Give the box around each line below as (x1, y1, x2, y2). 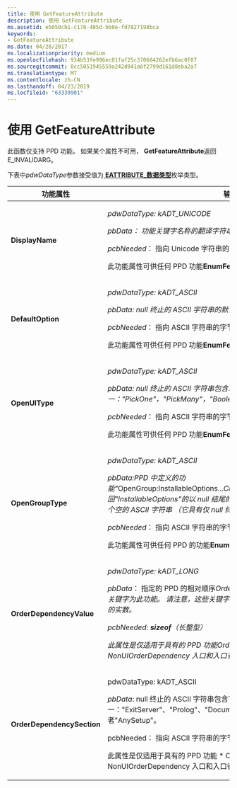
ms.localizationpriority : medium (7, 50, 106, 57)
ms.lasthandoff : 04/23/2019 (7, 83, 90, 90)
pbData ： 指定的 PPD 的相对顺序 (107, 583, 217, 593)
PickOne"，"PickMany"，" (124, 394, 213, 404)
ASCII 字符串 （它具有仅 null (130, 505, 224, 515)
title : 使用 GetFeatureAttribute (7, 10, 104, 18)
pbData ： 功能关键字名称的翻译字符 (107, 226, 226, 236)
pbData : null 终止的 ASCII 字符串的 (107, 305, 221, 315)
